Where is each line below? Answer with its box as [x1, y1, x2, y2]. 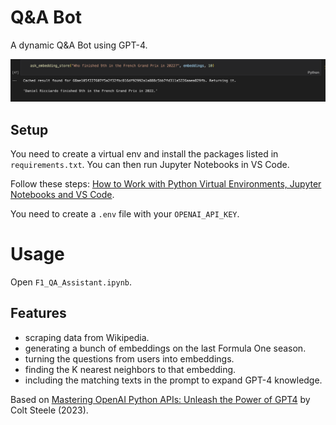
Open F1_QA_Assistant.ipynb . [10, 276, 133, 288]
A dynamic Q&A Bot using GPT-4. [10, 39, 148, 51]
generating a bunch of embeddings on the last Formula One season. [24, 342, 307, 354]
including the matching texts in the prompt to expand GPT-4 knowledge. [24, 374, 323, 386]
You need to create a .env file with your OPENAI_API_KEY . [10, 208, 240, 220]
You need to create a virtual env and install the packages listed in [10, 148, 279, 160]
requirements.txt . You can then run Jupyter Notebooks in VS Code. [10, 159, 290, 171]
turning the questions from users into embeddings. [24, 352, 235, 365]
